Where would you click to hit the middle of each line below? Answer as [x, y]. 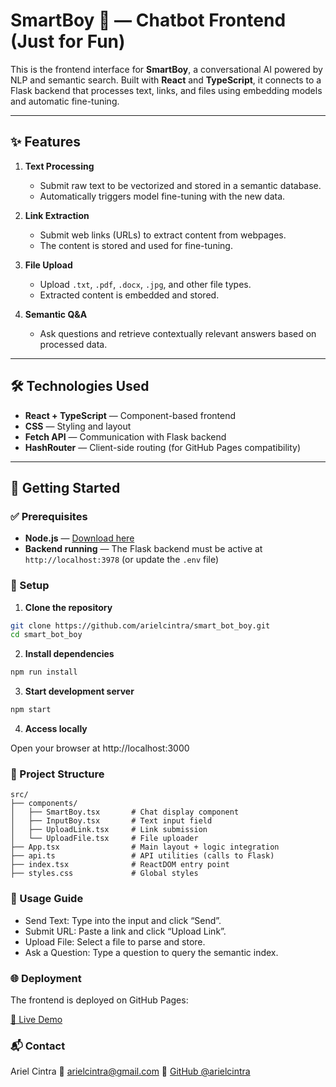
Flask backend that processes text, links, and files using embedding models [166, 90]
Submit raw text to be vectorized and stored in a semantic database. [180, 185]
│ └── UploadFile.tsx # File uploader [104, 839]
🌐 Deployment [46, 978]
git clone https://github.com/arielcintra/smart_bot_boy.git [140, 625]
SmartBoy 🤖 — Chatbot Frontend [148, 20]
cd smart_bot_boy [46, 635]
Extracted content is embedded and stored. [129, 295]
